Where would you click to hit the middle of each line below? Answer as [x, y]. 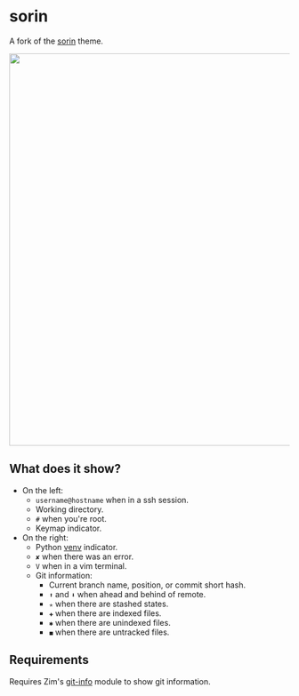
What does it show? [65, 469]
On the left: [43, 490]
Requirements [49, 660]
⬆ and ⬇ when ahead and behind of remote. [127, 594]
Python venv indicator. [77, 547]
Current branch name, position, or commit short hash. [147, 585]
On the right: [45, 537]
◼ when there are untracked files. [109, 632]
